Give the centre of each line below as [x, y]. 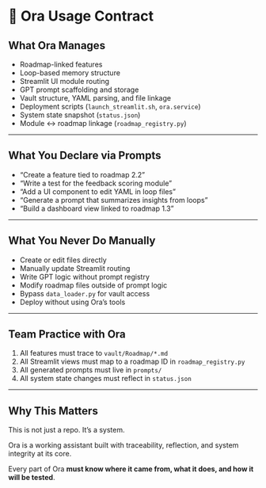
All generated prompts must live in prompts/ [91, 370]
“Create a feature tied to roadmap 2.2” [82, 174]
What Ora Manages [57, 46]
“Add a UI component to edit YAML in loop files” [98, 191]
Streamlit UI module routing [64, 81]
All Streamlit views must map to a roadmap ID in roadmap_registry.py [132, 362]
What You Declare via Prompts [85, 156]
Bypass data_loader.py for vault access [85, 293]
